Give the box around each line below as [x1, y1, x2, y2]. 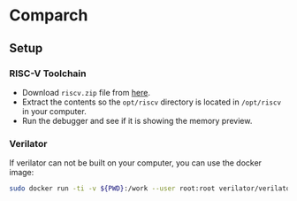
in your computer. [21, 105, 87, 116]
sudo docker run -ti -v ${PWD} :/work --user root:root [9, 184, 216, 193]
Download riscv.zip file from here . [21, 87, 151, 97]
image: [9, 167, 34, 178]
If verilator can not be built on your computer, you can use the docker [9, 158, 263, 168]
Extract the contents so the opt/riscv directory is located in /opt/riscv [21, 97, 281, 107]
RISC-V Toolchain [9, 67, 87, 80]
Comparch [9, 5, 88, 26]
